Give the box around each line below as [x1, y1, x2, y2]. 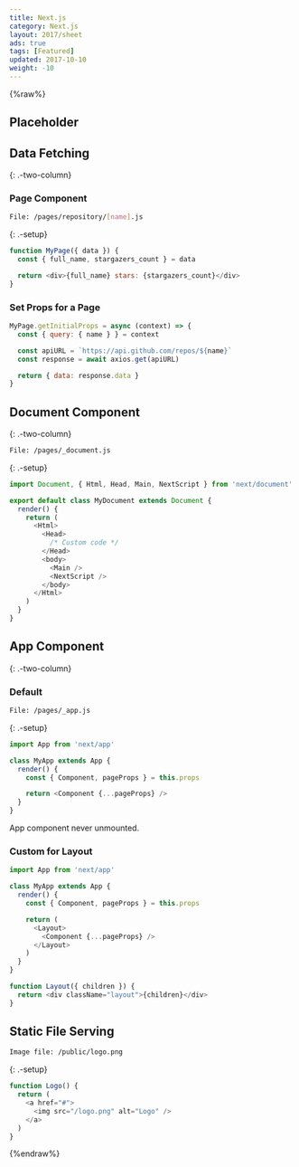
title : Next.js [9, 13, 67, 23]
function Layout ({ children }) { [9, 982, 135, 991]
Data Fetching [9, 146, 90, 161]
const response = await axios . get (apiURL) [17, 355, 180, 364]
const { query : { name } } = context [17, 329, 160, 339]
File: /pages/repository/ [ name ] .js [9, 213, 144, 222]
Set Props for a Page [9, 300, 101, 313]
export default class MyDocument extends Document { [9, 496, 212, 505]
